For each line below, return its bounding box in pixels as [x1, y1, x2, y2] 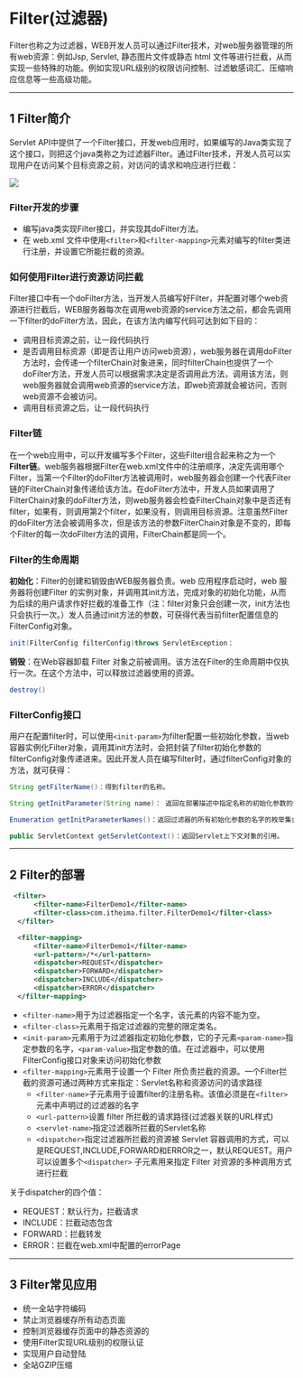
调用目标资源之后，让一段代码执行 [22, 403, 150, 414]
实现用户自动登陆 [22, 1347, 87, 1359]
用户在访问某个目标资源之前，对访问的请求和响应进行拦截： [16, 159, 239, 170]
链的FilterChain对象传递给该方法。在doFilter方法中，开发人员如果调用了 [9, 483, 276, 494]
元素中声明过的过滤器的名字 [35, 1099, 140, 1111]
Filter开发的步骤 [9, 200, 79, 213]
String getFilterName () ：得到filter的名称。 [9, 782, 170, 791]
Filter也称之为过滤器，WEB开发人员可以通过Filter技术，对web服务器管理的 [9, 40, 286, 51]
